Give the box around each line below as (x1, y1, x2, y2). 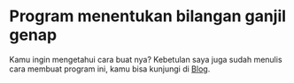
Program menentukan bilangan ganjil (9, 6, 286, 26)
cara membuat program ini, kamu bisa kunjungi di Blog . (9, 64, 211, 74)
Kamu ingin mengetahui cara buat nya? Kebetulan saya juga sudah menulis (9, 54, 282, 64)
